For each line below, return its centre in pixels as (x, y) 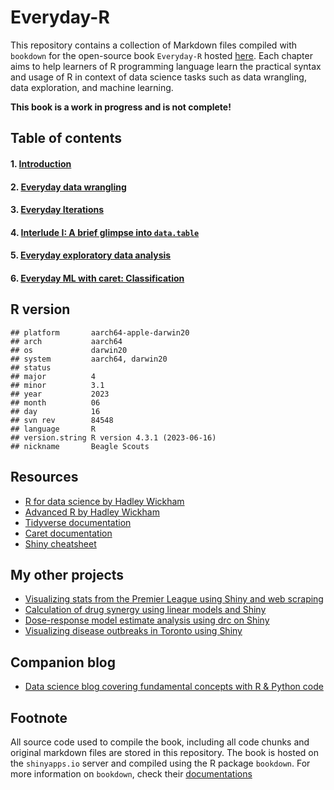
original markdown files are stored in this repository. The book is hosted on (165, 752)
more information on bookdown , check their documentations (131, 773)
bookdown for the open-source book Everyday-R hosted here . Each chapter (161, 55)
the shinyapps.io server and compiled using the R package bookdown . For (160, 763)
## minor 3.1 (57, 385)
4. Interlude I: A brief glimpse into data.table (105, 232)
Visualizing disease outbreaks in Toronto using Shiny (133, 631)
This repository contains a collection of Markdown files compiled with (154, 45)
